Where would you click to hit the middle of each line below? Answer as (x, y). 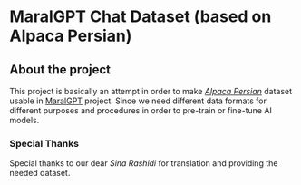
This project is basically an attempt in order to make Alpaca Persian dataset (151, 91)
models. (24, 120)
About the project (60, 69)
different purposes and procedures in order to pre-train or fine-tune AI (141, 110)
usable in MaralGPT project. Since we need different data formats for (138, 101)
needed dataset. (40, 173)
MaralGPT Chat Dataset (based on (141, 17)
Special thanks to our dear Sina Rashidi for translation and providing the (144, 163)
